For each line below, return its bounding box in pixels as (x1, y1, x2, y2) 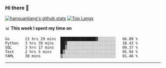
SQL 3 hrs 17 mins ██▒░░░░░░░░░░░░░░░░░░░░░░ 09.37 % (5, 45, 138, 50)
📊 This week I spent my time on (5, 25, 72, 31)
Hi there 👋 (5, 4, 30, 11)
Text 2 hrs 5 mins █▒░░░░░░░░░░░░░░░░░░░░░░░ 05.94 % (5, 49, 138, 54)
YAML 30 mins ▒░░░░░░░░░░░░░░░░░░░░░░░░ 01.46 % (5, 54, 138, 59)
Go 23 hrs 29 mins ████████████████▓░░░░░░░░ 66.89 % (5, 37, 138, 42)
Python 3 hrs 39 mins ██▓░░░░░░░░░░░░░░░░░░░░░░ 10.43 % (5, 41, 138, 46)
